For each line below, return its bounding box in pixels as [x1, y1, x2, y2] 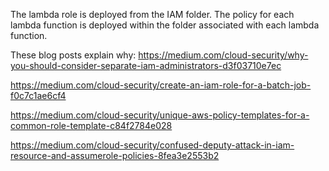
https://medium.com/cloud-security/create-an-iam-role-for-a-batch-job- [10, 79, 312, 91]
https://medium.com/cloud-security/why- [138, 49, 309, 61]
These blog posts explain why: [10, 49, 137, 61]
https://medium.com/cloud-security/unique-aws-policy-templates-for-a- [10, 109, 310, 121]
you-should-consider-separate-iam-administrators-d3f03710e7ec [10, 60, 282, 71]
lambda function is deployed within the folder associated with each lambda [10, 19, 320, 31]
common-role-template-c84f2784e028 [10, 120, 173, 131]
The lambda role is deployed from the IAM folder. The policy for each [10, 9, 295, 20]
